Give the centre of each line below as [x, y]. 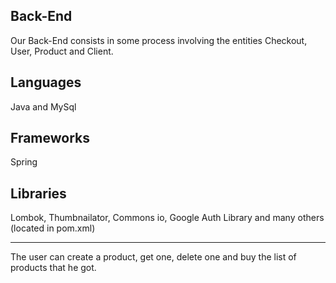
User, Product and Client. [62, 51]
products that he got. [53, 268]
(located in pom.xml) [53, 228]
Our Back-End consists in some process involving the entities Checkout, [159, 40]
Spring [24, 162]
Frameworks [50, 138]
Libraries [38, 193]
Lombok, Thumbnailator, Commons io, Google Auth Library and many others [167, 218]
